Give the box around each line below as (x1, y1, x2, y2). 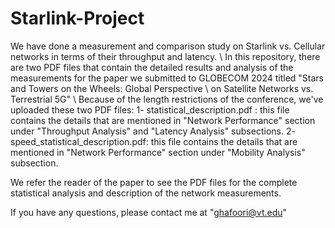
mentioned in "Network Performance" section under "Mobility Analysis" (10, 146, 306, 158)
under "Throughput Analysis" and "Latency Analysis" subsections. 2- (10, 125, 296, 137)
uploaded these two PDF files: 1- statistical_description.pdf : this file (10, 103, 290, 116)
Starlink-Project (10, 7, 145, 30)
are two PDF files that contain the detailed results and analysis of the (10, 61, 294, 73)
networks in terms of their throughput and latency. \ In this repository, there (10, 50, 321, 62)
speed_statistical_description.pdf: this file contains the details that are (10, 135, 298, 147)
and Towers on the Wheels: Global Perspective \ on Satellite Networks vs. (10, 82, 314, 94)
